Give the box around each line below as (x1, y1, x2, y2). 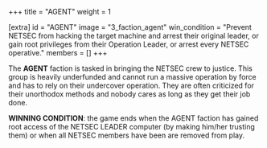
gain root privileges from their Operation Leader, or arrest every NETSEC (8, 39, 249, 49)
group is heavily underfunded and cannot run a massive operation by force (8, 72, 257, 81)
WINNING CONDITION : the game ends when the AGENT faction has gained (8, 113, 259, 123)
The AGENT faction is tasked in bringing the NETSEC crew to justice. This (8, 64, 253, 73)
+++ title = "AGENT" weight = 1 (8, 7, 111, 16)
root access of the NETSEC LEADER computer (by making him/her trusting (8, 122, 256, 131)
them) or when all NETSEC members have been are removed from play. (8, 130, 245, 140)
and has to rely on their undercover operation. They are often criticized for (8, 80, 255, 90)
